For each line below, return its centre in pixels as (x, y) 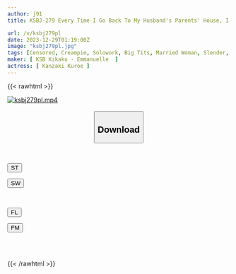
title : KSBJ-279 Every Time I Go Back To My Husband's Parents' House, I (118, 20)
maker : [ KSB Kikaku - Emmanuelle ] (63, 60)
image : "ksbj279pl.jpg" (42, 47)
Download (119, 130)
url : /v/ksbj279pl (34, 33)
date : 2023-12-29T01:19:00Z (49, 40)
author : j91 (25, 14)
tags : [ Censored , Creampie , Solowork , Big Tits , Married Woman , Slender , (118, 53)
